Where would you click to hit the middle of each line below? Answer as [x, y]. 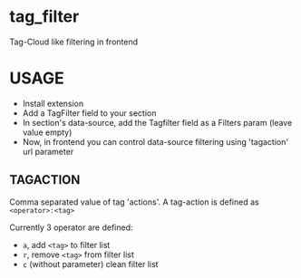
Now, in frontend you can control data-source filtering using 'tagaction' [155, 141]
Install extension [53, 103]
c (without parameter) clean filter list [90, 264]
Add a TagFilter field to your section [89, 113]
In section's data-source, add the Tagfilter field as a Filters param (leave [157, 122]
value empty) [47, 132]
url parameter [48, 151]
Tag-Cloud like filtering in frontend [74, 42]
